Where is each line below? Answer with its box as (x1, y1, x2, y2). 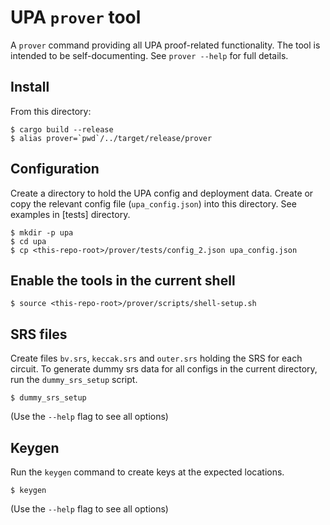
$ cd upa (10, 236, 47, 246)
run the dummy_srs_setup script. (10, 374, 138, 386)
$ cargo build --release (10, 124, 114, 135)
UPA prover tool (10, 6, 142, 29)
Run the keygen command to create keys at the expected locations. (10, 466, 285, 478)
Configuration (10, 161, 100, 178)
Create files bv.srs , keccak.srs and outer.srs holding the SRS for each (10, 352, 303, 365)
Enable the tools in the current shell (10, 272, 236, 289)
